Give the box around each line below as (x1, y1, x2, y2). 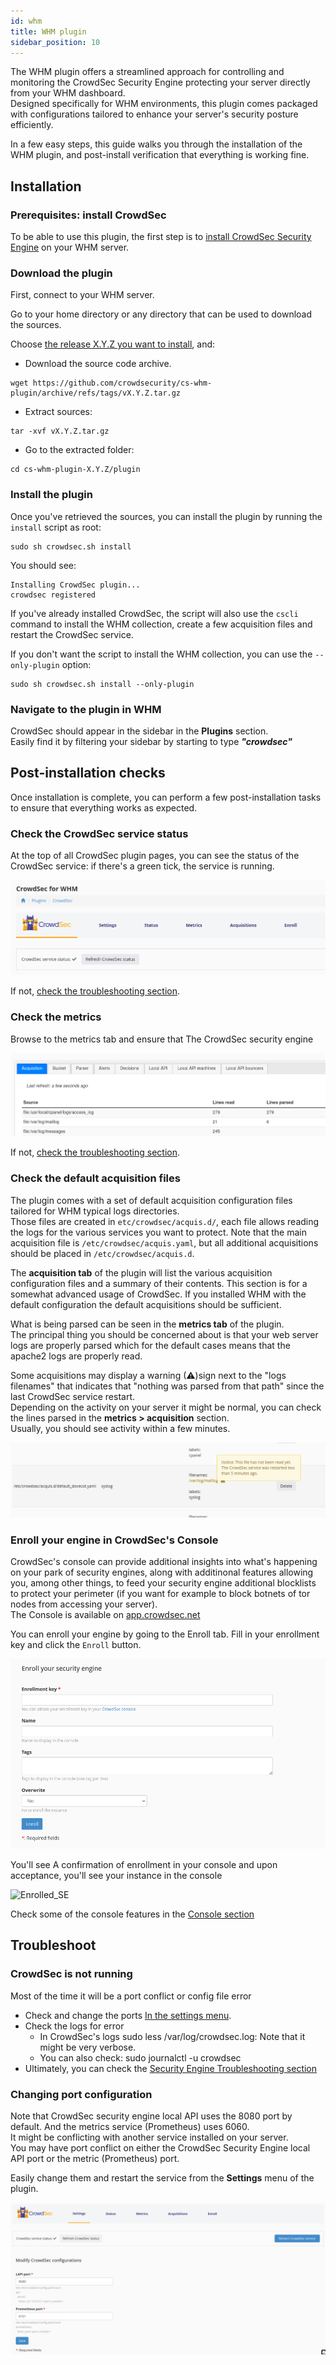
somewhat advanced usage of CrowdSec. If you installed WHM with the (10, 1288, 307, 1300)
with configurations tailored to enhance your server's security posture (10, 108, 299, 120)
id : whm (10, 16, 43, 26)
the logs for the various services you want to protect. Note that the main (10, 1226, 307, 1238)
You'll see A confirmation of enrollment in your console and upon (10, 1859, 278, 1871)
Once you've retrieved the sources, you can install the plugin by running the (10, 510, 323, 522)
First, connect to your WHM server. (10, 289, 155, 301)
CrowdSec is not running (10, 1967, 133, 1981)
